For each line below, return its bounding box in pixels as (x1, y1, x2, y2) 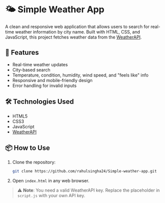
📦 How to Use (5, 144, 51, 152)
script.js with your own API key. (17, 193, 85, 199)
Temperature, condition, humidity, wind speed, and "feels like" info (12, 72, 149, 78)
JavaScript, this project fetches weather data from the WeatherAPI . (5, 34, 142, 40)
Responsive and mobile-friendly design (12, 77, 93, 83)
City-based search (12, 67, 51, 73)
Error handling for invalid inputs (12, 82, 77, 88)
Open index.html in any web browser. (12, 178, 90, 184)
